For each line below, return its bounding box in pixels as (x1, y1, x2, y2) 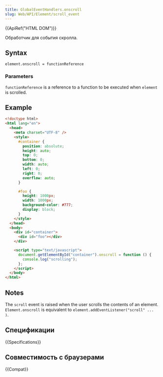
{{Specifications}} (5, 339, 41, 345)
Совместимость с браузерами (5, 353, 104, 362)
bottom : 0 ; (22, 157, 45, 162)
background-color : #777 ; (22, 202, 73, 208)
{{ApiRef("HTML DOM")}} (5, 25, 57, 31)
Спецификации (5, 326, 55, 334)
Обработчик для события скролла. (5, 35, 78, 41)
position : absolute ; (22, 144, 64, 149)
